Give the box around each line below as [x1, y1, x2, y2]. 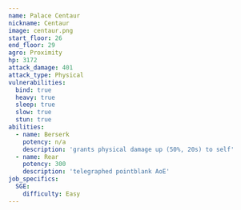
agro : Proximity [8, 49, 62, 57]
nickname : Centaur [8, 19, 70, 27]
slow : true [15, 109, 52, 117]
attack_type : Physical [8, 71, 84, 79]
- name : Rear [15, 153, 59, 160]
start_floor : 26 [8, 34, 62, 42]
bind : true [15, 85, 52, 94]
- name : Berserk [15, 130, 70, 138]
